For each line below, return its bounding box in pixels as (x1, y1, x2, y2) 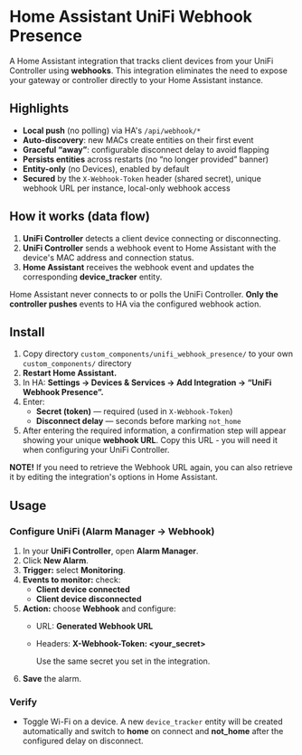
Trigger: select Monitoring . (22, 565, 126, 576)
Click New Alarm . (22, 555, 89, 566)
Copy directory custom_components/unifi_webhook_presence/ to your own (22, 348, 294, 359)
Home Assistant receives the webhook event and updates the (22, 261, 255, 272)
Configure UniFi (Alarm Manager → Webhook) (9, 524, 215, 537)
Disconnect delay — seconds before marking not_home (35, 416, 241, 427)
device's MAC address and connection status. (22, 251, 194, 263)
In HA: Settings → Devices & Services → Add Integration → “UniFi (22, 377, 272, 388)
